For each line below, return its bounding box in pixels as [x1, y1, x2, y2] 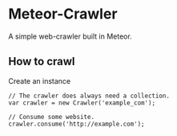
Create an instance [8, 76, 71, 85]
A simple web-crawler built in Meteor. [8, 31, 132, 41]
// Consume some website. [8, 113, 95, 121]
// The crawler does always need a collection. [8, 92, 171, 100]
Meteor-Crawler [8, 5, 118, 23]
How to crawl [8, 55, 75, 68]
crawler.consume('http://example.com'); [8, 120, 146, 128]
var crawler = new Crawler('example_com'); [8, 98, 156, 107]
